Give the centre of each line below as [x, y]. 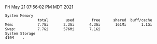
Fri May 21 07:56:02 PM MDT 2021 [39, 7]
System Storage [20, 33]
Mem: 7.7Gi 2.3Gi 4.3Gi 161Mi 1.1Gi [78, 24]
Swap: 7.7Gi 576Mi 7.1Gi [53, 29]
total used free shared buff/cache [95, 20]
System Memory [19, 16]
